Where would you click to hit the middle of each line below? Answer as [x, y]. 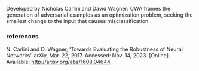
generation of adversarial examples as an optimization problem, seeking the [99, 15]
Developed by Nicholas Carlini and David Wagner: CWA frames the [88, 9]
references [22, 36]
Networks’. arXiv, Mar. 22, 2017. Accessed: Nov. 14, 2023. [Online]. [88, 56]
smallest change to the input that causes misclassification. [78, 21]
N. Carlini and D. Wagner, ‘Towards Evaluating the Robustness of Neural [95, 49]
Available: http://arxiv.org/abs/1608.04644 [58, 62]
